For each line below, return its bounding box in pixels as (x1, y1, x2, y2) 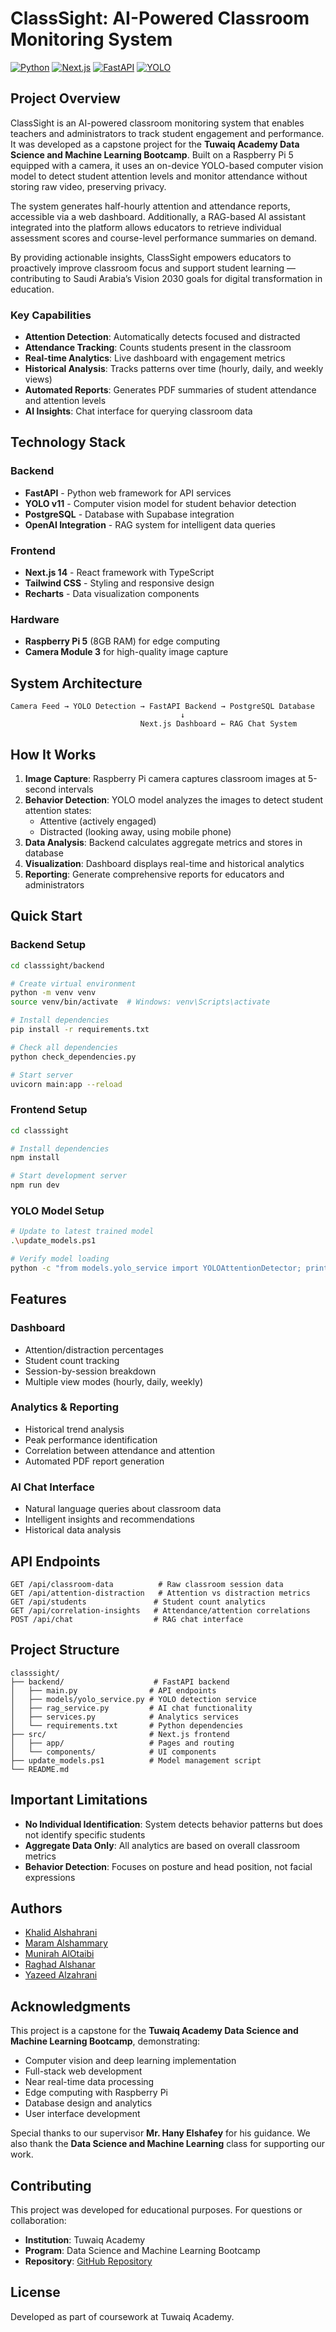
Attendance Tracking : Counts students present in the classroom (24, 342, 292, 354)
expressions (24, 1871, 76, 1883)
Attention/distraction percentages (24, 1343, 164, 1356)
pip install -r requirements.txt (10, 1025, 150, 1035)
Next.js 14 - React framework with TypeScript (24, 567, 215, 579)
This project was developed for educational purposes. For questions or (10, 2204, 303, 2216)
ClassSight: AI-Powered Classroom (10, 7, 310, 30)
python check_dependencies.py (10, 1052, 137, 1062)
